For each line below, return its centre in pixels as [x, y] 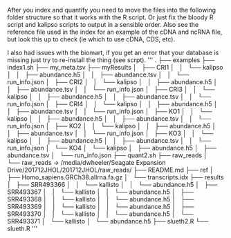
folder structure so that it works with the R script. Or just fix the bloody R [110, 17]
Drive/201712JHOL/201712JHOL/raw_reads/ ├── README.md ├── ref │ [111, 170]
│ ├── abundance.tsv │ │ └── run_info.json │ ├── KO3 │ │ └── [110, 133]
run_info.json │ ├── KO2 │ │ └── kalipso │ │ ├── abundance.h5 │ [112, 126]
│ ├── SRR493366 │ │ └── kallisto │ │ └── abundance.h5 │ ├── [112, 185]
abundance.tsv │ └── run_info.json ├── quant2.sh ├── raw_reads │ [108, 155]
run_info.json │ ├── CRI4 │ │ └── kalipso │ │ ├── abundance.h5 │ [112, 104]
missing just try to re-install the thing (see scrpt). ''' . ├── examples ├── [111, 60]
